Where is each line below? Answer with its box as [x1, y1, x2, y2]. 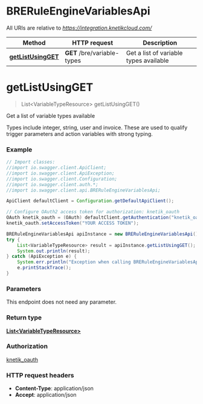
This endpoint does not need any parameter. [6, 298, 117, 306]
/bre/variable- [78, 48, 120, 57]
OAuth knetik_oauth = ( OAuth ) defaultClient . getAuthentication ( [6, 214, 172, 221]
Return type [6, 313, 42, 322]
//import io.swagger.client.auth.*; [6, 181, 98, 188]
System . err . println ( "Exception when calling [17, 259, 131, 265]
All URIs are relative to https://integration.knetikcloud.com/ [6, 24, 152, 31]
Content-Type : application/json [14, 385, 94, 392]
